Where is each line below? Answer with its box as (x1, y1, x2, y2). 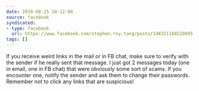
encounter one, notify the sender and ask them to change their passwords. (6, 72, 190, 79)
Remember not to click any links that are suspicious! (6, 78, 134, 85)
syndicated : (6, 20, 36, 26)
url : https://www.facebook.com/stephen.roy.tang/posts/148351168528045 (11, 31, 194, 37)
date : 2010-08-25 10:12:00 (6, 8, 73, 15)
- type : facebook (6, 25, 49, 32)
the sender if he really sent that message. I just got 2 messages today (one (6, 59, 189, 66)
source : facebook (6, 14, 49, 20)
